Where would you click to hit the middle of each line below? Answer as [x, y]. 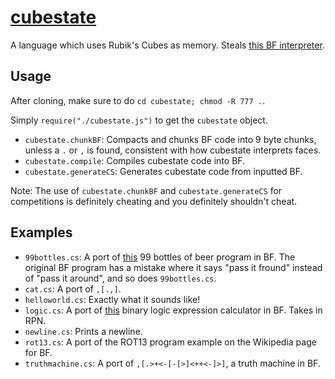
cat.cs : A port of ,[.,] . [73, 288]
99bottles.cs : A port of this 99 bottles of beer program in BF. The [160, 257]
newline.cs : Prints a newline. [83, 331]
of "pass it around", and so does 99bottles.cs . [120, 278]
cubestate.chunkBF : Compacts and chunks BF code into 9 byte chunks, [170, 139]
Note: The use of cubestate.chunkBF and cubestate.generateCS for [146, 190]
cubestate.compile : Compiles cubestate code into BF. [135, 160]
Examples [41, 232]
